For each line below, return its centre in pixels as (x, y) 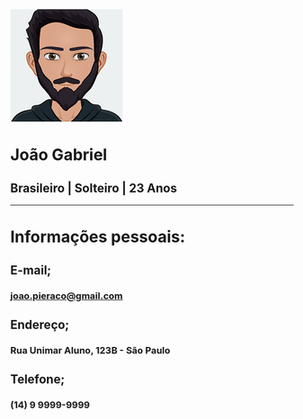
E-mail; (31, 270)
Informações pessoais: (98, 237)
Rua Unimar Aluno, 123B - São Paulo (90, 350)
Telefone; (38, 380)
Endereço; (40, 324)
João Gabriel (59, 155)
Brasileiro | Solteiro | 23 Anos (94, 188)
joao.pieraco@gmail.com (67, 296)
